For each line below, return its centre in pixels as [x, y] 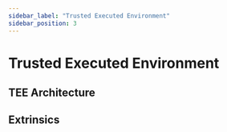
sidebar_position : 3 [43, 23]
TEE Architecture [52, 93]
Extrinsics [34, 120]
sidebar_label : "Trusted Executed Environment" [89, 16]
